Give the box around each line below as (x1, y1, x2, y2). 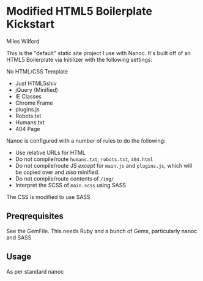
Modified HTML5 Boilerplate (6, 4, 153, 18)
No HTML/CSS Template (6, 67, 68, 75)
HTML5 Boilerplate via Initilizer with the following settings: (6, 56, 153, 63)
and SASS (6, 234, 32, 241)
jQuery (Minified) (15, 86, 58, 93)
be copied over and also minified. (15, 168, 100, 176)
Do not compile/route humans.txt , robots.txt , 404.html (15, 155, 153, 163)
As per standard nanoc (6, 268, 64, 275)
